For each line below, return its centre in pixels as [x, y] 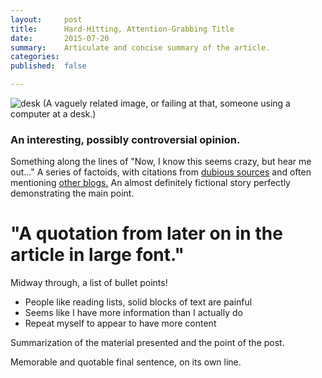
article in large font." [97, 255]
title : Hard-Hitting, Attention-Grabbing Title [122, 29]
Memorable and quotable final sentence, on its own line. [126, 362]
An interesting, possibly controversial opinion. [125, 139]
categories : [35, 57]
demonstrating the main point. [72, 193]
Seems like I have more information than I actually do [133, 313]
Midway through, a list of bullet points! [89, 283]
